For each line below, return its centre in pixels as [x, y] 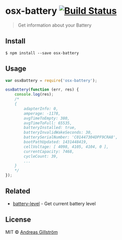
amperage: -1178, [42, 113]
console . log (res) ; [34, 95]
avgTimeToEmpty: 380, [47, 118]
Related [18, 191]
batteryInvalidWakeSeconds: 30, [58, 133]
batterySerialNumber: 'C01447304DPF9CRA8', [71, 137]
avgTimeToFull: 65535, [48, 123]
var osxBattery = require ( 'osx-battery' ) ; [51, 80]
